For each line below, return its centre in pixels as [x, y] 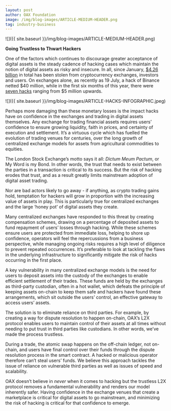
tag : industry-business [31, 24]
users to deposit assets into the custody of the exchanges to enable [77, 276]
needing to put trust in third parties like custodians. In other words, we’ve [82, 329]
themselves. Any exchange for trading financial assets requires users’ [79, 122]
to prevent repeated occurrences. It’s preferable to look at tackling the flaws [85, 249]
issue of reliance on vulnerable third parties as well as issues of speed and [84, 366]
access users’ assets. [28, 303]
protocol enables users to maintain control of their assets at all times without [86, 324]
